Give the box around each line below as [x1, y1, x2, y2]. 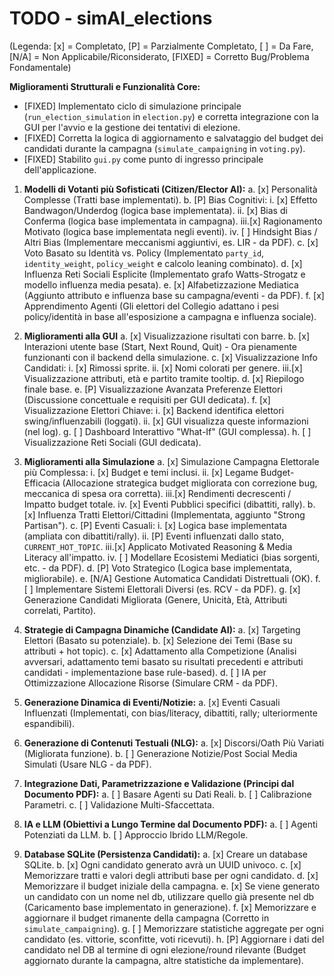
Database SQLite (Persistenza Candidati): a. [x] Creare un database [23, 848, 308, 860]
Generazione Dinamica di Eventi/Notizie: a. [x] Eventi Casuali [23, 696, 281, 708]
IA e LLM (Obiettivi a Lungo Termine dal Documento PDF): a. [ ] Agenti [23, 818, 318, 830]
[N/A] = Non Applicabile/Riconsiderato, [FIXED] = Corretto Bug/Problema [9, 50, 310, 62]
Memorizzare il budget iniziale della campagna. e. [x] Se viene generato [23, 880, 321, 892]
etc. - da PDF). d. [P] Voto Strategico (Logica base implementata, [23, 562, 292, 574]
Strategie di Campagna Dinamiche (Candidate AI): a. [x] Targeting [23, 623, 301, 636]
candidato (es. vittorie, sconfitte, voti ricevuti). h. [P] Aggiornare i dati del [23, 933, 325, 945]
